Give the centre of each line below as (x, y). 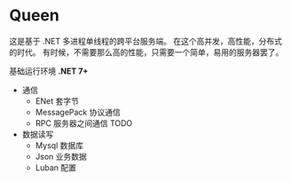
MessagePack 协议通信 (78, 112)
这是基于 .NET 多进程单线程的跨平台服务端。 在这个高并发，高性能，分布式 (145, 41)
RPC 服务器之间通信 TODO (84, 123)
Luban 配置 (56, 167)
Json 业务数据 (61, 156)
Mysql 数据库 (59, 145)
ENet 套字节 (57, 101)
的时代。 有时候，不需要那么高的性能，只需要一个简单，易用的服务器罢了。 (146, 52)
